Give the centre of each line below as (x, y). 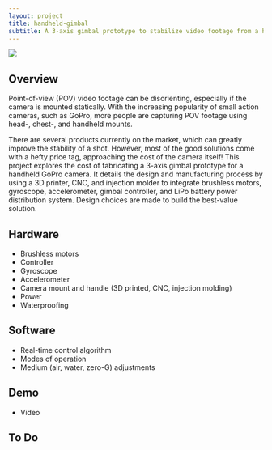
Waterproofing (44, 305)
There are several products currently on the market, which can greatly (125, 140)
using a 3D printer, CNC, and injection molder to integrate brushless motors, (135, 183)
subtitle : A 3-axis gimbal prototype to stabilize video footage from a (134, 31)
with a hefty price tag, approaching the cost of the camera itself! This (124, 157)
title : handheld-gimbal (49, 23)
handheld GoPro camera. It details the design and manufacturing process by (136, 174)
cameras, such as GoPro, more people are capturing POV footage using (128, 116)
